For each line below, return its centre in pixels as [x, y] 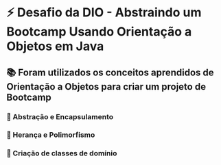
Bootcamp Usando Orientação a [99, 32]
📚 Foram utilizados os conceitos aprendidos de [110, 72]
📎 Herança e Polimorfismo [51, 135]
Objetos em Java [55, 46]
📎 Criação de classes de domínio [62, 153]
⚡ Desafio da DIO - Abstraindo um [104, 13]
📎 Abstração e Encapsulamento [60, 116]
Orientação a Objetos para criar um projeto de [106, 87]
